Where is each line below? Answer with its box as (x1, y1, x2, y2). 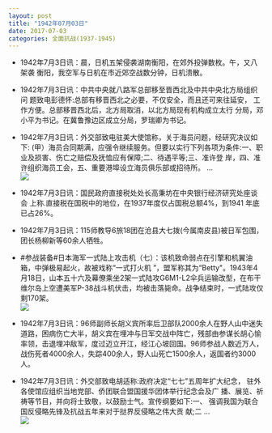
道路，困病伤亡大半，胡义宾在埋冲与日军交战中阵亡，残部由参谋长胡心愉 (19, 329, 261, 338)
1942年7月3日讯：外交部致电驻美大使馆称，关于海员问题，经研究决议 (19, 133, 251, 142)
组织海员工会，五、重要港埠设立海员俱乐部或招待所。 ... (27, 163, 213, 172)
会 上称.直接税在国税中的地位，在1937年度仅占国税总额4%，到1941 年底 (19, 198, 261, 208)
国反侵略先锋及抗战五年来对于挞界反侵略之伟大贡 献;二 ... (19, 406, 210, 417)
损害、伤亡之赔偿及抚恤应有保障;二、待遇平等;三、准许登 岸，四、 (34, 153, 254, 163)
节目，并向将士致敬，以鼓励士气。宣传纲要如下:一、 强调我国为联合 (34, 397, 259, 406)
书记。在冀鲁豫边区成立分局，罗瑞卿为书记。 (41, 115, 191, 125)
